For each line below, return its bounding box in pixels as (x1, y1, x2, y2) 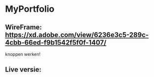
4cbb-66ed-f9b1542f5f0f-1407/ (5, 38, 107, 47)
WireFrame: (5, 23, 42, 31)
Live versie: (5, 65, 42, 74)
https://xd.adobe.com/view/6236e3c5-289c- (5, 30, 149, 39)
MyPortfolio (5, 3, 55, 15)
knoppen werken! (5, 51, 41, 57)
